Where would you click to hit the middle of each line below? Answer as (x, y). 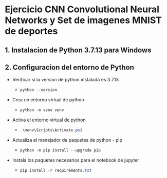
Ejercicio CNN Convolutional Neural (82, 9)
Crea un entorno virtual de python (48, 100)
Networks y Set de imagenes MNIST (83, 20)
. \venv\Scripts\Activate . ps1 (51, 130)
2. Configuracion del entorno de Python (70, 67)
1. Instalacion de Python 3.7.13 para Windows (78, 50)
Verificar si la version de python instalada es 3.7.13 (66, 80)
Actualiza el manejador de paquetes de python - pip (67, 140)
